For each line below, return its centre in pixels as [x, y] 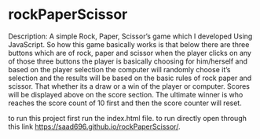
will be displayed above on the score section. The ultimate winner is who [126, 94]
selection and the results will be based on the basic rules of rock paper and [130, 78]
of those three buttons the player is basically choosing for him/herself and [128, 61]
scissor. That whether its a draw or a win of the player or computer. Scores [129, 86]
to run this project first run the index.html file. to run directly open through [128, 118]
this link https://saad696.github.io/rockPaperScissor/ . [94, 126]
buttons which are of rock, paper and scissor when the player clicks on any [130, 53]
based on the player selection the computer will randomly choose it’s [119, 69]
